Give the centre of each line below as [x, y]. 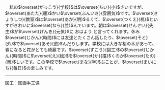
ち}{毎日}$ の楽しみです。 [31, 68]
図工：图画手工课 [22, 83]
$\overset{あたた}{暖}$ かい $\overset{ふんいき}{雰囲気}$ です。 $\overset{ [80, 13]
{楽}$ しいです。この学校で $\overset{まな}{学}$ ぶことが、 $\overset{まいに [81, 62]
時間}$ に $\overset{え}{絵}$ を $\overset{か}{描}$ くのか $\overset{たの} [84, 56]
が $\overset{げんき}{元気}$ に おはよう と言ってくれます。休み [77, 31]
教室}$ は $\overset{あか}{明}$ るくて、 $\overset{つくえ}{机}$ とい [92, 19]
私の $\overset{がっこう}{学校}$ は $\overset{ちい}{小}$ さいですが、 [78, 7]
